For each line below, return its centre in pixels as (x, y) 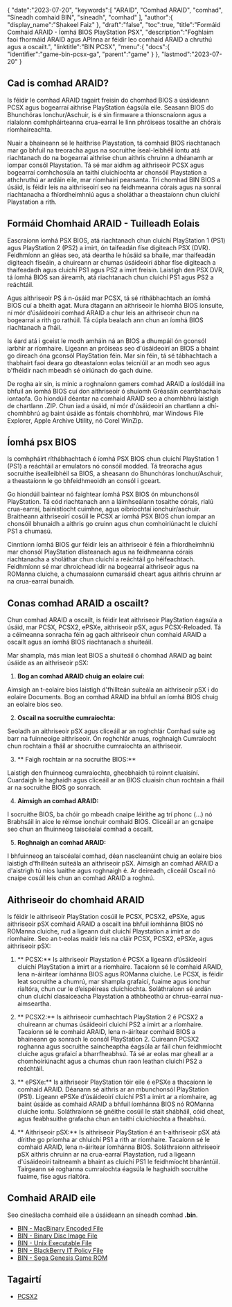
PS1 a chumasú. (30, 531)
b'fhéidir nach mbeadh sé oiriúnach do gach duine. (80, 370)
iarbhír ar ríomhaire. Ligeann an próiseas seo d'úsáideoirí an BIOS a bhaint (113, 348)
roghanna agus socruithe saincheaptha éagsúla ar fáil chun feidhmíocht (119, 1046)
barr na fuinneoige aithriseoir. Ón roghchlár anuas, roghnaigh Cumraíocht (112, 739)
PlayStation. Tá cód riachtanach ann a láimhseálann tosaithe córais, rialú (110, 502)
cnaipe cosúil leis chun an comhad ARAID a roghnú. (81, 878)
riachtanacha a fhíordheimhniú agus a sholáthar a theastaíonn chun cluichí (114, 194)
